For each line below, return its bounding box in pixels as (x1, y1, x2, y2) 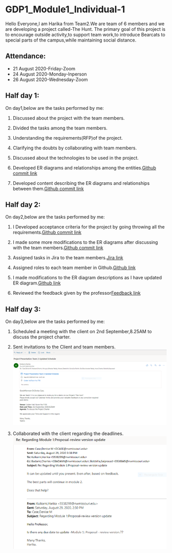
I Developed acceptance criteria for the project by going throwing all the (12, 224, 165, 230)
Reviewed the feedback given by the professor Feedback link (12, 290, 141, 296)
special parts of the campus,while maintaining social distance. (5, 37, 137, 43)
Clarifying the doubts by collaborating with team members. (12, 145, 137, 151)
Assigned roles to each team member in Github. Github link (12, 264, 136, 271)
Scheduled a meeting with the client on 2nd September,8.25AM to (12, 329, 152, 335)
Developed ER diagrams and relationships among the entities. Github (12, 164, 156, 170)
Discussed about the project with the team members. (12, 115, 125, 121)
